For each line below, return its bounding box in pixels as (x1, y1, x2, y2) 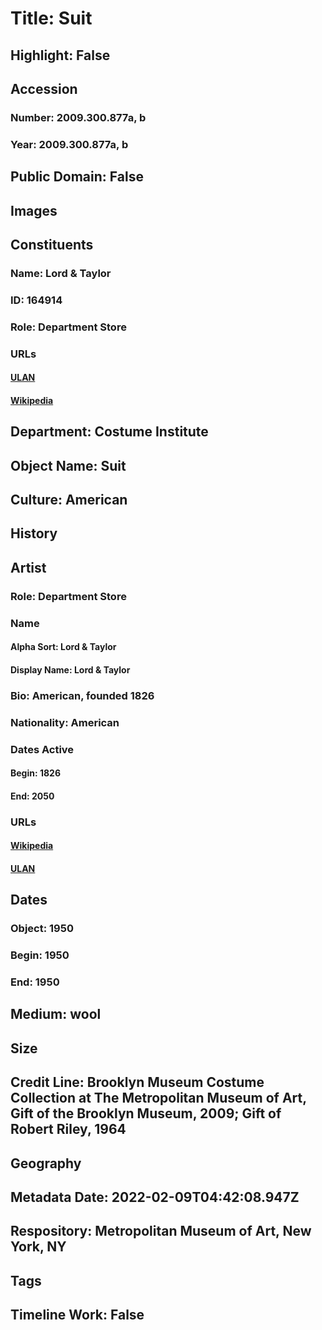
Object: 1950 (10, 922, 74, 936)
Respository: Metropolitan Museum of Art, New (10, 1223, 312, 1240)
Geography (10, 1155, 82, 1172)
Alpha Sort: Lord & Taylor (10, 641, 117, 653)
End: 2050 (10, 790, 55, 802)
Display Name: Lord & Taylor (10, 663, 131, 676)
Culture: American (10, 492, 128, 509)
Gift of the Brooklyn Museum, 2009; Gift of (10, 1105, 282, 1122)
